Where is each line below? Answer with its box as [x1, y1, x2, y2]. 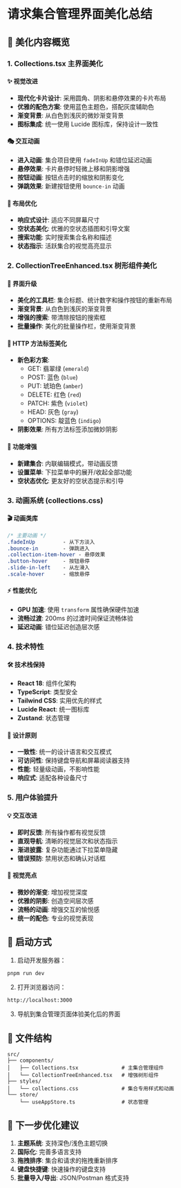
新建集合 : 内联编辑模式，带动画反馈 [17, 459, 118, 467]
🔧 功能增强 [7, 442, 37, 451]
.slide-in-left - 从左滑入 [7, 565, 90, 571]
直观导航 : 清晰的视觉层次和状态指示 [17, 836, 118, 845]
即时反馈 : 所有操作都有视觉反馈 [17, 828, 106, 836]
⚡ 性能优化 [7, 587, 37, 595]
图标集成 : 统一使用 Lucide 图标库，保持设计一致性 [17, 119, 159, 128]
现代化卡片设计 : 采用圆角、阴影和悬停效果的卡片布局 [17, 94, 166, 102]
